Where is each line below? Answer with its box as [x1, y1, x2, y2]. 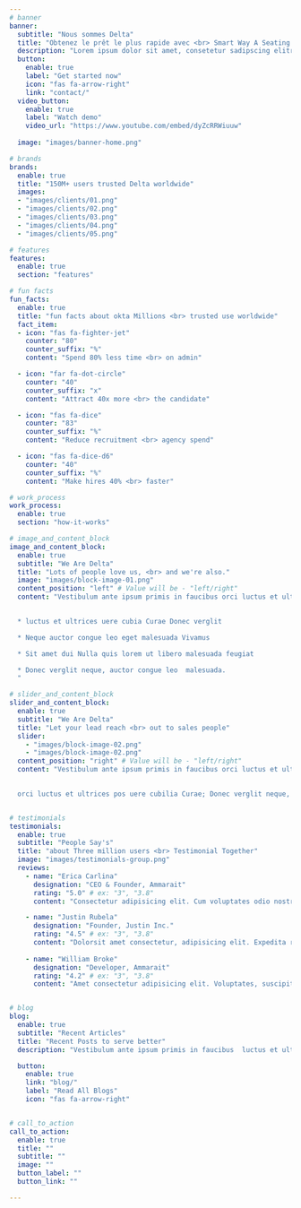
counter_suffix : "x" [25, 386, 102, 395]
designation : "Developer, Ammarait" [32, 962, 170, 972]
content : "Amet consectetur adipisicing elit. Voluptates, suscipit [32, 979, 295, 988]
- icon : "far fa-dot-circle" [17, 369, 126, 378]
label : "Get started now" [25, 72, 123, 81]
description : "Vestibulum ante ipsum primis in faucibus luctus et [17, 1045, 279, 1054]
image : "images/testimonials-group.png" [17, 855, 170, 865]
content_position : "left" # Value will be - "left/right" [17, 584, 239, 593]
